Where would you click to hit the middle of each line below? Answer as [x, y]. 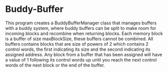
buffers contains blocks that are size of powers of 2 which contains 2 [77, 44]
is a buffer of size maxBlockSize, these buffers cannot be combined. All [79, 39]
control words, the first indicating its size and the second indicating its [78, 49]
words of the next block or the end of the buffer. [55, 65]
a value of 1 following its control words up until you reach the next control [81, 60]
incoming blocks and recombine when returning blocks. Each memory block [84, 33]
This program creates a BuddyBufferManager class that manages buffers [81, 23]
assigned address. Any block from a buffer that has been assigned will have [84, 54]
